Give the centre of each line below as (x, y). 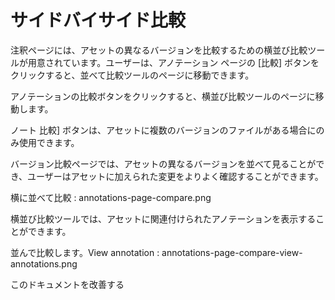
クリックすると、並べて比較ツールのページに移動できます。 (132, 75)
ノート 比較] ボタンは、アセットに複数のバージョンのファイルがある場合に (163, 130)
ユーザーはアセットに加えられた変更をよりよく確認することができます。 (175, 176)
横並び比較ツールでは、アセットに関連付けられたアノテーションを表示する (163, 218)
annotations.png (44, 263)
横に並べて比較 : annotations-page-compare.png (111, 197)
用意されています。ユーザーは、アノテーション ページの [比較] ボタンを (173, 62)
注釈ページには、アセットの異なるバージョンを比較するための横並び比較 (159, 50)
